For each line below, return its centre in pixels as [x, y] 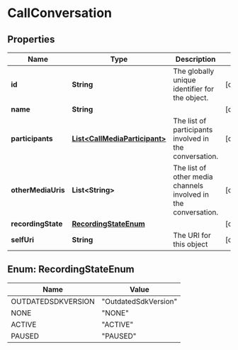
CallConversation [59, 13]
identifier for [194, 89]
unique [185, 80]
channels [188, 186]
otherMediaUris [38, 190]
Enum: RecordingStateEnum [71, 269]
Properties [31, 39]
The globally [194, 71]
